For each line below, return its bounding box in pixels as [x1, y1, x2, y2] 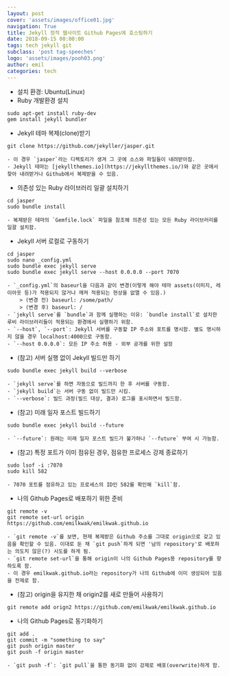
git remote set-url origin [7, 514, 84, 520]
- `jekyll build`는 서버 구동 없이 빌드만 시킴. [7, 388, 132, 394]
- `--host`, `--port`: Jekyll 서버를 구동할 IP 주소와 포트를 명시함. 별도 [7, 326, 204, 332]
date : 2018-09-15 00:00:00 [7, 36, 84, 43]
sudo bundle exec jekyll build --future [7, 421, 125, 429]
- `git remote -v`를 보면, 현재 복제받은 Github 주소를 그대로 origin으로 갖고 [7, 533, 213, 540]
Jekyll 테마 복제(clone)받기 [16, 129, 91, 137]
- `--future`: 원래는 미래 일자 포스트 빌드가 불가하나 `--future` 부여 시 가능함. [7, 435, 220, 442]
